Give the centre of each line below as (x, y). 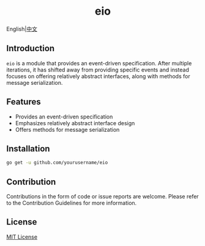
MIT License (22, 237)
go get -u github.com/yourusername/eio (57, 163)
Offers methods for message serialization (67, 129)
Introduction (31, 49)
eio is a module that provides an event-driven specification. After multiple (99, 63)
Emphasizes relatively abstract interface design (75, 123)
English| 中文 (22, 29)
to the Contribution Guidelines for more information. (72, 203)
